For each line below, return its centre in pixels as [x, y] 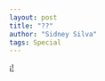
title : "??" [31, 26]
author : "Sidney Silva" [53, 34]
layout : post [33, 17]
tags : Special [36, 42]
